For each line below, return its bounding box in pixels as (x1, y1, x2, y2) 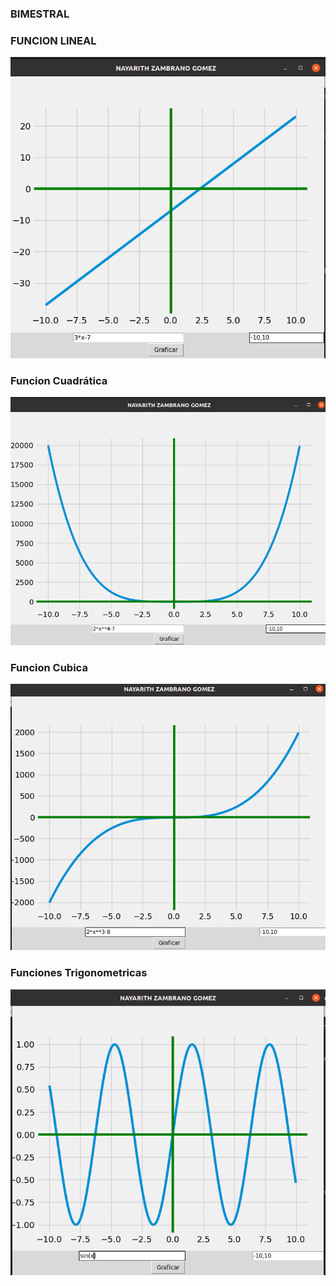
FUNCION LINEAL (10, 33, 97, 47)
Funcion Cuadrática (10, 373, 108, 387)
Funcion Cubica (10, 660, 88, 674)
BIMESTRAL (10, 7, 70, 21)
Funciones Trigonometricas (10, 966, 148, 980)
